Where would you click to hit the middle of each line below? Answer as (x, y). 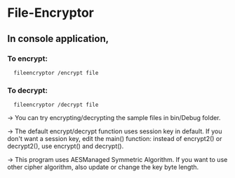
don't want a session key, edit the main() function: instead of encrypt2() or (115, 139)
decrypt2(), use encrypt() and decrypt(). (66, 146)
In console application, (58, 39)
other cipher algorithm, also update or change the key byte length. (103, 167)
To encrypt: (27, 59)
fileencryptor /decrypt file (56, 105)
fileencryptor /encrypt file (56, 73)
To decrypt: (27, 90)
